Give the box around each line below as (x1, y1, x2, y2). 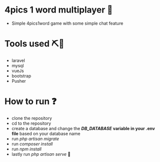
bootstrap (11, 73, 32, 79)
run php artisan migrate (11, 135, 59, 142)
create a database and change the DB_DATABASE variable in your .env (11, 125, 155, 131)
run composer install (11, 141, 53, 147)
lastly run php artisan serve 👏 (11, 151, 71, 157)
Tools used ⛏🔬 (4, 38, 64, 49)
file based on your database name (11, 131, 80, 136)
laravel (11, 58, 25, 63)
